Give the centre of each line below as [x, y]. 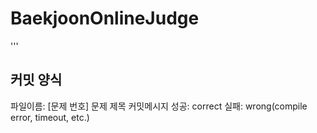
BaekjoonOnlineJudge [105, 18]
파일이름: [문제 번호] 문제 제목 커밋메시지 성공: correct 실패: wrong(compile [159, 106]
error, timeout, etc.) [50, 117]
